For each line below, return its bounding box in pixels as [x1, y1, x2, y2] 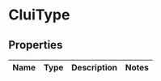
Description [71, 62, 117, 73]
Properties [8, 38, 63, 52]
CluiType [8, 6, 70, 24]
